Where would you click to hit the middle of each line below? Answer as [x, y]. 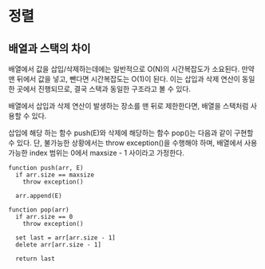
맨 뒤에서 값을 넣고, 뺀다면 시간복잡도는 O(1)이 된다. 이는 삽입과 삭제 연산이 [125, 79]
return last [36, 259]
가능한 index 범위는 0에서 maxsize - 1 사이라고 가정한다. [97, 153]
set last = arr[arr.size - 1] [65, 238]
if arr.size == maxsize [55, 175]
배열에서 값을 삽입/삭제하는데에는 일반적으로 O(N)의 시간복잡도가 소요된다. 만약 [132, 69]
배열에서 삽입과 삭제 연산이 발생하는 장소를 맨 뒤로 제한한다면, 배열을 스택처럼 [129, 106]
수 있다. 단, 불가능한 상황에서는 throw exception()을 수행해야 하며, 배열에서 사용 [133, 143]
